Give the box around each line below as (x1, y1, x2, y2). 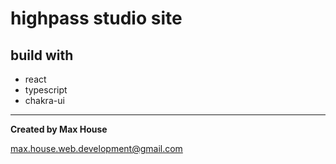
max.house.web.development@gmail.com (10, 143, 183, 154)
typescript (24, 84, 68, 96)
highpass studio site (10, 7, 183, 30)
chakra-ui (24, 95, 65, 106)
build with (10, 47, 74, 64)
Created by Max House (10, 123, 108, 135)
